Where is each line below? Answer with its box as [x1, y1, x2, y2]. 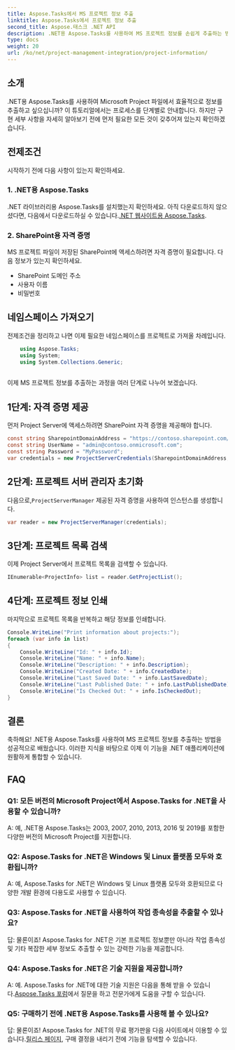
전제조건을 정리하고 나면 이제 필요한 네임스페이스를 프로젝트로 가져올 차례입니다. [7, 331, 226, 340]
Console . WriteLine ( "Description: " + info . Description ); [20, 661, 190, 669]
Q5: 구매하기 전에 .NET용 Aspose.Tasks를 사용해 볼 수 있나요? [7, 1009, 209, 1018]
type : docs [7, 36, 39, 44]
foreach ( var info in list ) [7, 635, 90, 642]
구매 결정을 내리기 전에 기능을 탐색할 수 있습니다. [64, 1035, 197, 1043]
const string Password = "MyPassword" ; [7, 448, 124, 455]
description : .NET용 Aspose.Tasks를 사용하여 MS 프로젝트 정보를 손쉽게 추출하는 [7, 29, 222, 37]
